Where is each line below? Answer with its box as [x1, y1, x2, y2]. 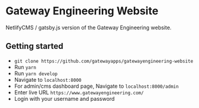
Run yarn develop [14, 70, 58, 77]
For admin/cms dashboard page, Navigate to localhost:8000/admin [14, 82, 179, 90]
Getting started [5, 41, 64, 51]
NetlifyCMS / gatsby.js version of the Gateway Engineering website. [5, 24, 172, 31]
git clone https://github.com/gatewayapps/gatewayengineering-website [14, 58, 194, 64]
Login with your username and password [14, 95, 115, 102]
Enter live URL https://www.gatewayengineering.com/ [14, 88, 144, 96]
